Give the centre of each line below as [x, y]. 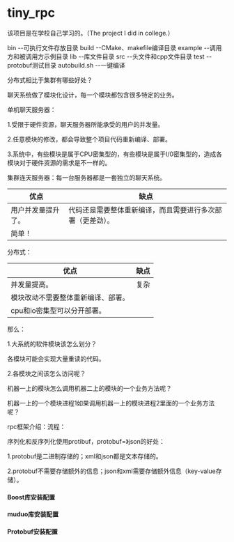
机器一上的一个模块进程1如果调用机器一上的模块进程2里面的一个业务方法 [111, 403]
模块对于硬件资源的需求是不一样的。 [59, 162]
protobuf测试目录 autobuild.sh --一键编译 [66, 65]
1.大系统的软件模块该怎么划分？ [52, 343]
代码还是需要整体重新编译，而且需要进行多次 [142, 210]
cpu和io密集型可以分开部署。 [58, 310]
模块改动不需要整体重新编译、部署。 [70, 297]
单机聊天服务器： [32, 109]
